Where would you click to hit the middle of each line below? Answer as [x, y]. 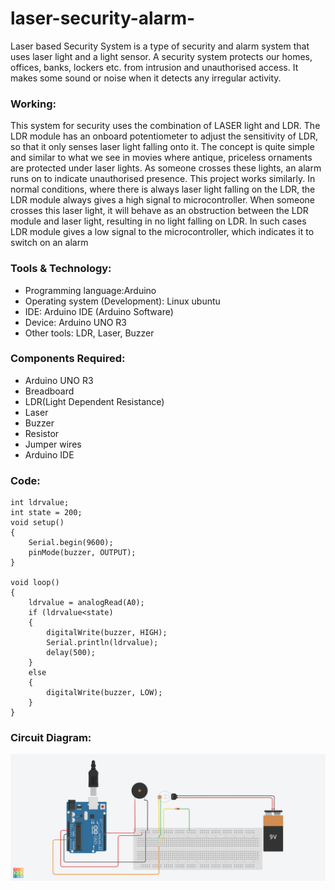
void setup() [37, 523]
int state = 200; [46, 513]
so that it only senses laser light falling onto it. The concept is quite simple [162, 147]
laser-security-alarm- [103, 18]
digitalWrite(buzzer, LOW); [104, 693]
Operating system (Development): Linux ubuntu [122, 301]
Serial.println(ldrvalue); [102, 643]
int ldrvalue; [40, 503]
